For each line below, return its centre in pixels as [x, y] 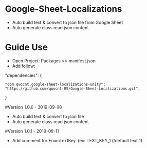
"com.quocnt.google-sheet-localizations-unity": [55, 84]
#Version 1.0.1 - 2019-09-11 [32, 131]
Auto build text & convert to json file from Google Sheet [67, 22]
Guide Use [26, 47]
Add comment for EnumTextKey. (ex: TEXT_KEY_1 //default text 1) [77, 140]
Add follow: [24, 66]
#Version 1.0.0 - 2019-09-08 [34, 107]
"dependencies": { [24, 75]
